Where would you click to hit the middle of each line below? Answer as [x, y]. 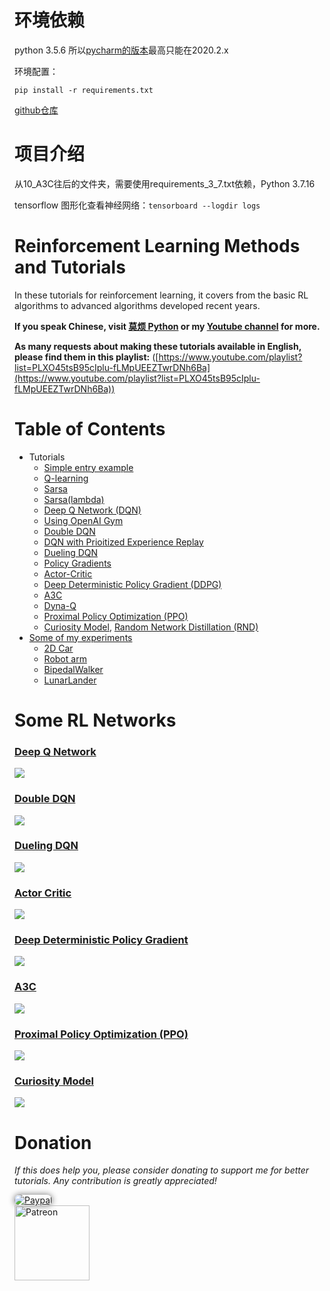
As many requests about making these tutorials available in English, [158, 346]
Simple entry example [88, 467]
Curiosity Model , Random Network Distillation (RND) [151, 627]
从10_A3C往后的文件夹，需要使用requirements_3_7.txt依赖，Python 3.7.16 [165, 183]
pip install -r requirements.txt [84, 90]
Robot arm [65, 658]
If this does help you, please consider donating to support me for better [162, 1170]
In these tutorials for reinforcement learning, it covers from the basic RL [161, 295]
